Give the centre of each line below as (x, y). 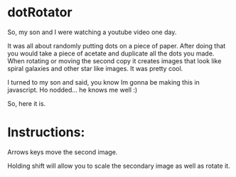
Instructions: (46, 133)
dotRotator (40, 12)
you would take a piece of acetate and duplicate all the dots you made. (111, 53)
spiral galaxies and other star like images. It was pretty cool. (95, 68)
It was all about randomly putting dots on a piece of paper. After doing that (117, 45)
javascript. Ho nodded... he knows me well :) (73, 90)
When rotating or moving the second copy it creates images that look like (114, 60)
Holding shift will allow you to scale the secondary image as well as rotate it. (119, 166)
